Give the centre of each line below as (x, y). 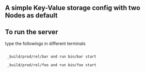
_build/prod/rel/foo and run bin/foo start (52, 65)
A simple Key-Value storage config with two (73, 8)
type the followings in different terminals (45, 43)
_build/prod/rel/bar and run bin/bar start (52, 57)
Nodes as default (31, 16)
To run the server (32, 32)
